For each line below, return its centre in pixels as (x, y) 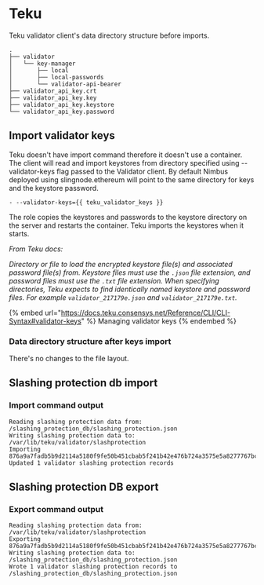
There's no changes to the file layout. (69, 359)
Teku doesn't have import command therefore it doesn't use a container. (126, 155)
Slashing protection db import (83, 383)
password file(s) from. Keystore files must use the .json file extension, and (130, 272)
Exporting (25, 539)
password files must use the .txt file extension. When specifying (114, 280)
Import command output (56, 405)
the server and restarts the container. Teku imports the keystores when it (127, 225)
